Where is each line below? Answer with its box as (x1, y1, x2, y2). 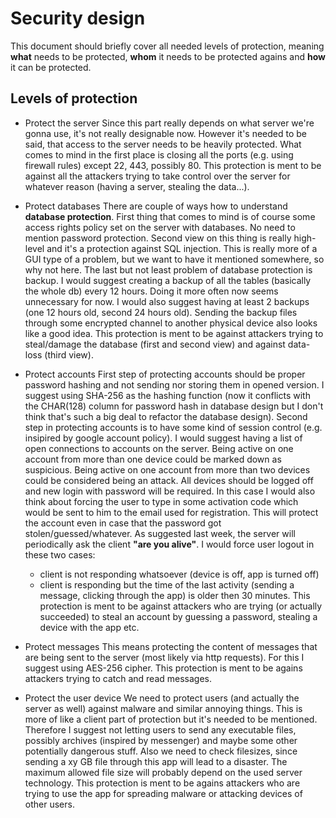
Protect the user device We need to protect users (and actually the (24, 692, 300, 704)
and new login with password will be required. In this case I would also (24, 485, 316, 497)
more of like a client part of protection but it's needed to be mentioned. (24, 713, 318, 725)
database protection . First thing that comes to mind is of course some (24, 210, 316, 222)
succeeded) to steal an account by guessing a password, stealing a (39, 610, 318, 622)
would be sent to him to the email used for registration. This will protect (24, 506, 319, 518)
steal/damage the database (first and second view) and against (24, 338, 286, 350)
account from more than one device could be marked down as (24, 453, 282, 465)
